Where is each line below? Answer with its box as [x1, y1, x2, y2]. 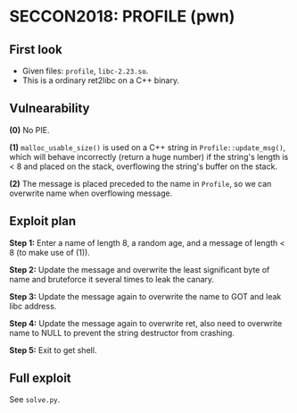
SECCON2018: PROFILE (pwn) [9, 6, 235, 27]
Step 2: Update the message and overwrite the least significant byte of [9, 264, 270, 274]
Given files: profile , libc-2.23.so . [21, 65, 149, 76]
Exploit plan [9, 214, 77, 229]
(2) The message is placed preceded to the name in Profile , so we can [9, 178, 272, 189]
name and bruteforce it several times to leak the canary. [9, 274, 215, 284]
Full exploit [9, 371, 71, 386]
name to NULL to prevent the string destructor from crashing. [9, 327, 235, 338]
